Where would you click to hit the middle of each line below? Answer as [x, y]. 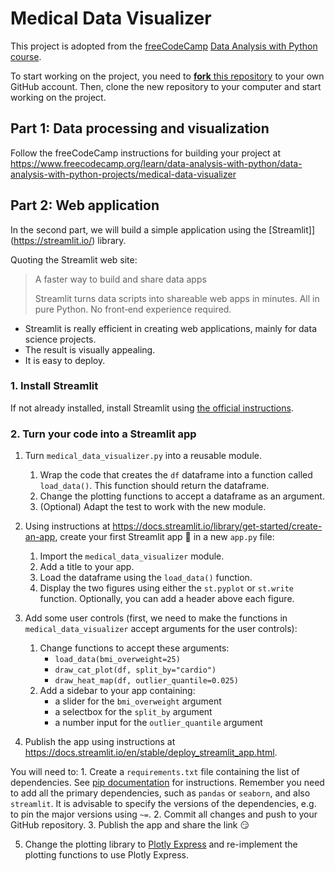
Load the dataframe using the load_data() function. [146, 578]
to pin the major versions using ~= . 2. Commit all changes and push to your [164, 814]
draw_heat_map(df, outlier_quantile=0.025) [146, 681]
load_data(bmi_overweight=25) [117, 660]
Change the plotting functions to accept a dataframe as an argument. [182, 496]
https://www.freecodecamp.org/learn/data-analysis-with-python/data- [156, 163]
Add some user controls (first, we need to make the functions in [156, 618]
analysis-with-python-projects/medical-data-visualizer [123, 174]
